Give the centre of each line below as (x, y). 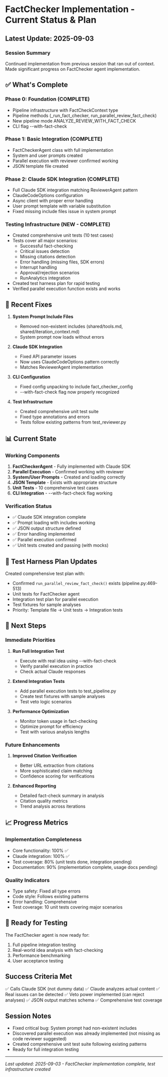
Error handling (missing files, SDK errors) (62, 262)
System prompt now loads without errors (62, 337)
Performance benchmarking (41, 955)
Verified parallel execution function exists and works (66, 289)
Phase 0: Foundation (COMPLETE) (47, 99)
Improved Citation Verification (44, 756)
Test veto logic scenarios (46, 702)
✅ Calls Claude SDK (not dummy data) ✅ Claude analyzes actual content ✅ (82, 989)
